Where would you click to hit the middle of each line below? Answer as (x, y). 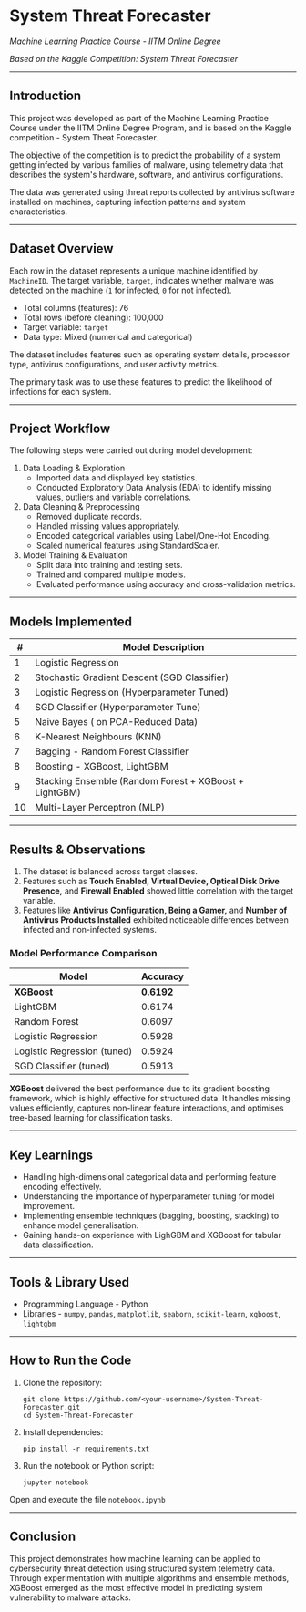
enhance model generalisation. (81, 1225)
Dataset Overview (61, 248)
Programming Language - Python (85, 1304)
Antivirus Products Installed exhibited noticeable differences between (156, 920)
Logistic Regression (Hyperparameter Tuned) (132, 692)
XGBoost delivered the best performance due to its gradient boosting (140, 1089)
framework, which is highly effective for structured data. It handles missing (150, 1099)
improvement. (49, 1206)
